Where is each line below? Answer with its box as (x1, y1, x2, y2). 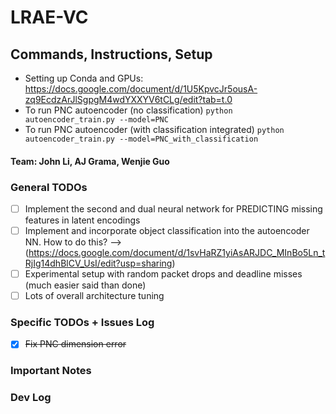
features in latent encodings (24, 214, 141, 226)
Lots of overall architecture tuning (24, 290, 165, 302)
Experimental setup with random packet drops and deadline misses (24, 268, 303, 280)
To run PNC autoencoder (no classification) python (24, 104, 233, 116)
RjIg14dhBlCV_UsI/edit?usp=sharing (24, 257, 173, 270)
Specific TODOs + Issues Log (10, 316, 155, 330)
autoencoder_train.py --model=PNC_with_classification (24, 134, 259, 144)
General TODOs (10, 180, 88, 194)
